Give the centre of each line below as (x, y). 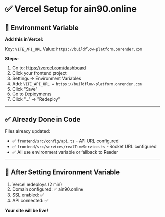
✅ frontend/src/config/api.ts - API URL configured (65, 141)
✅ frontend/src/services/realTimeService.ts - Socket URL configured (84, 146)
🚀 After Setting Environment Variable (63, 172)
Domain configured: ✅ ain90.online (48, 189)
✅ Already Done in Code (43, 119)
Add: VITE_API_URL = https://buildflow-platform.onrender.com (77, 84)
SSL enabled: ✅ (28, 195)
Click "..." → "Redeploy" (36, 99)
